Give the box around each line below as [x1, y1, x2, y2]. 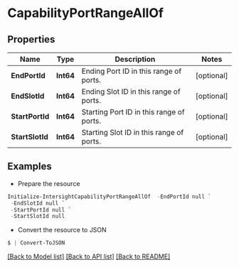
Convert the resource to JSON [17, 226, 107, 234]
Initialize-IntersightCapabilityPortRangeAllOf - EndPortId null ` [7, 193, 212, 200]
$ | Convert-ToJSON [7, 239, 65, 246]
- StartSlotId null [10, 213, 65, 220]
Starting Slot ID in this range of [81, 128, 184, 137]
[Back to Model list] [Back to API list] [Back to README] [7, 252, 171, 261]
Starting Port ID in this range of [81, 107, 185, 116]
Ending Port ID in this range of [81, 66, 182, 76]
